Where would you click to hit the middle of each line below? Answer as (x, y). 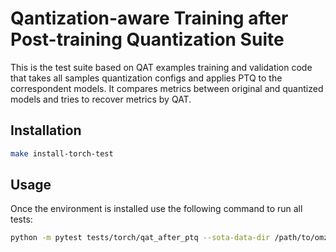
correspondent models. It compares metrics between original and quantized (167, 88)
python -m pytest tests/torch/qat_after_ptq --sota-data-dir (140, 238)
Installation (46, 130)
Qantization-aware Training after (149, 18)
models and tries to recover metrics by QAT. (101, 99)
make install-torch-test (62, 153)
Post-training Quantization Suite (147, 39)
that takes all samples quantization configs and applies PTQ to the (146, 78)
